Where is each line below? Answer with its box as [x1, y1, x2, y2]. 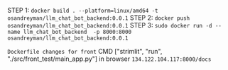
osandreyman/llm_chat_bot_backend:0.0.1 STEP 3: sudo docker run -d [7, 21, 212, 29]
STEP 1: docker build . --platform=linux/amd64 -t [7, 6, 158, 14]
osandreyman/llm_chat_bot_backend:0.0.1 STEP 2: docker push [7, 13, 190, 22]
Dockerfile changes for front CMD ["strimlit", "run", [7, 47, 163, 55]
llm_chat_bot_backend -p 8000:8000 [23, 28, 132, 35]
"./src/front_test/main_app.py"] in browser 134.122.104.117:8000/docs [7, 54, 212, 63]
